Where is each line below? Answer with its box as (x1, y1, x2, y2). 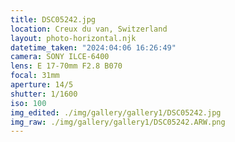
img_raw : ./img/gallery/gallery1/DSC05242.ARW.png (10, 117, 226, 127)
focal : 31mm (10, 71, 60, 81)
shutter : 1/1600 (10, 89, 78, 99)
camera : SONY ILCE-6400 (10, 52, 110, 62)
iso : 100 (10, 98, 47, 108)
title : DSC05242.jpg (10, 14, 97, 25)
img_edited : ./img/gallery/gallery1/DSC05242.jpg (10, 107, 222, 118)
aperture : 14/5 (10, 80, 74, 90)
